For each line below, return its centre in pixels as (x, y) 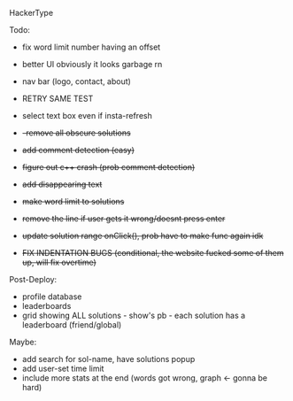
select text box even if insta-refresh (87, 116)
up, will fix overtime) (59, 262)
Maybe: (23, 342)
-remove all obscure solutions (76, 133)
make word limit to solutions (73, 201)
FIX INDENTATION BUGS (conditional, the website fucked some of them (153, 253)
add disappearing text (62, 184)
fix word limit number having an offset (91, 47)
